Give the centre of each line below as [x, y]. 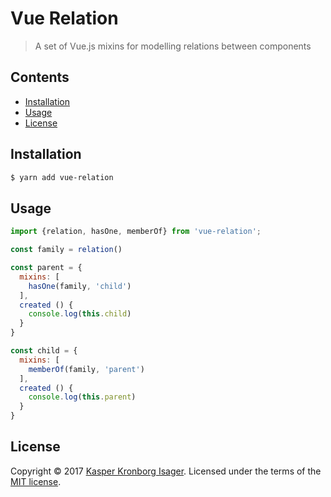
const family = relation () [66, 250]
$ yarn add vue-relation [62, 177]
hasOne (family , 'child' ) [80, 286]
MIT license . [36, 481]
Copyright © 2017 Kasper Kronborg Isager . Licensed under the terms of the [166, 471]
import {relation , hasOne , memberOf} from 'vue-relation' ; [136, 232]
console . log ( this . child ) [80, 314]
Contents [40, 77]
